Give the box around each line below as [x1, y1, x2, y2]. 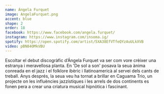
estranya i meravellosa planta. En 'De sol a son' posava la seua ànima [5, 63, 146, 68]
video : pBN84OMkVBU [5, 44, 45, 49]
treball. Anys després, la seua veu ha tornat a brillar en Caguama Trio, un [5, 73, 153, 79]
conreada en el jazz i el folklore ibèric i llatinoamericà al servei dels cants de [5, 67, 159, 74]
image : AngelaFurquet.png [5, 12, 58, 17]
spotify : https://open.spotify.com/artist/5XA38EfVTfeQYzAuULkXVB [5, 39, 144, 44]
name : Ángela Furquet [5, 7, 50, 12]
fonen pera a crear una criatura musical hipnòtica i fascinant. [5, 83, 129, 89]
